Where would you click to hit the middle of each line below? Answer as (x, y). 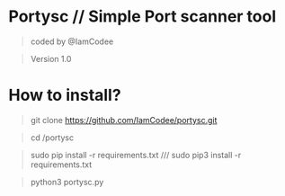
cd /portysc (52, 138)
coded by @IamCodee (72, 41)
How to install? (65, 95)
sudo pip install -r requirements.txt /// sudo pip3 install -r (136, 155)
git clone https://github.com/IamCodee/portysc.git (124, 120)
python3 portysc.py (67, 182)
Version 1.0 (51, 58)
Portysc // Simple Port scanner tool (142, 17)
